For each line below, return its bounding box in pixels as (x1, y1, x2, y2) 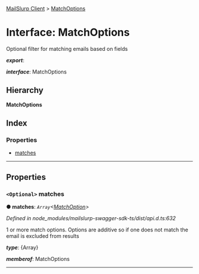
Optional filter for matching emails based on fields (6, 45, 129, 52)
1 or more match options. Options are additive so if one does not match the (6, 226, 188, 233)
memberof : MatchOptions (6, 256, 70, 263)
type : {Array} (6, 244, 38, 251)
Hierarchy (6, 85, 44, 95)
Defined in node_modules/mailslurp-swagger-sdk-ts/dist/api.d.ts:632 (6, 215, 176, 222)
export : (6, 56, 25, 64)
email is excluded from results (6, 233, 79, 240)
